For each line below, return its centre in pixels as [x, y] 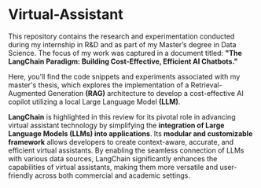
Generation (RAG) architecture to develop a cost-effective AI [145, 93]
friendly [21, 175]
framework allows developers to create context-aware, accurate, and [121, 142]
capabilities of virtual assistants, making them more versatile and [113, 167]
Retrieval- [206, 85]
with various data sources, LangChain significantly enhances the [113, 158]
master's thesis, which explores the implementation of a [99, 85]
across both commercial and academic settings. [112, 175]
